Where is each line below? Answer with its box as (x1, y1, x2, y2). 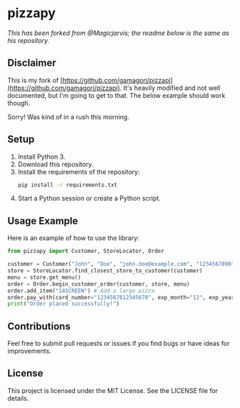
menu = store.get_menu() (7, 274, 81, 281)
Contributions (7, 320, 71, 332)
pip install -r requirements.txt (17, 181, 118, 189)
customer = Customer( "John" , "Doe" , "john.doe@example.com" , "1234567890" (7, 261, 235, 268)
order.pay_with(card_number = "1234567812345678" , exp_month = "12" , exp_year (7, 294, 235, 301)
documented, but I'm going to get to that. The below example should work (7, 91, 226, 99)
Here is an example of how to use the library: (7, 234, 139, 242)
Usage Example (7, 214, 79, 227)
